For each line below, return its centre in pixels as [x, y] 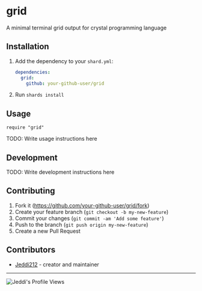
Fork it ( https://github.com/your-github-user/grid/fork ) [82, 205]
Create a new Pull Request [48, 231]
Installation [28, 47]
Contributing [31, 191]
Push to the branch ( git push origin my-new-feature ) [81, 224]
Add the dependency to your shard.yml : [64, 61]
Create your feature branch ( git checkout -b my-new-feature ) [92, 212]
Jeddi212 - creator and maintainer [57, 264]
